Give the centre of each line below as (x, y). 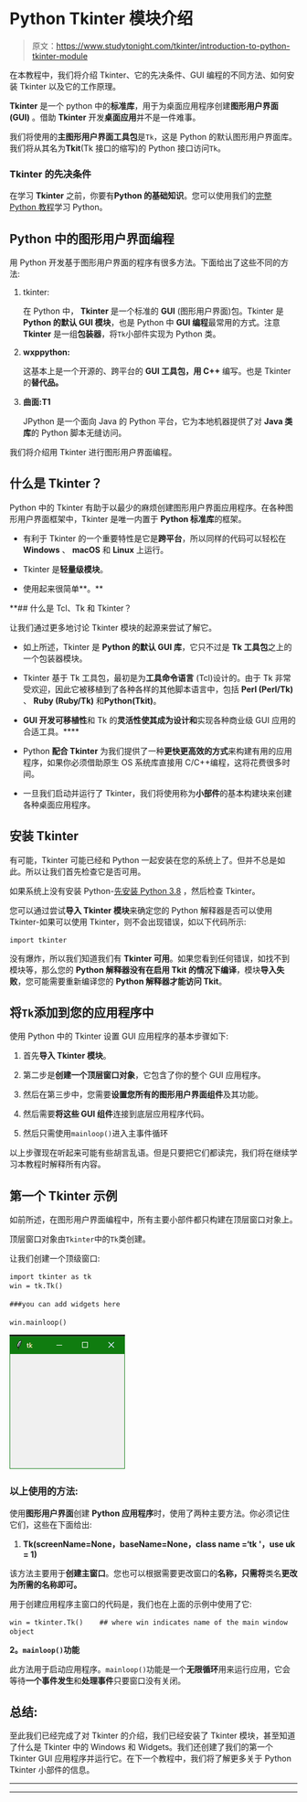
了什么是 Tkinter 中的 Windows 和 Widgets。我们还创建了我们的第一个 (142, 1747)
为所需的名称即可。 (46, 1584)
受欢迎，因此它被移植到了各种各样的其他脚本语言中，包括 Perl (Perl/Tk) (158, 689)
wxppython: (46, 352)
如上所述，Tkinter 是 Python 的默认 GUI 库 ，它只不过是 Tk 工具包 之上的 (157, 646)
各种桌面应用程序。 (59, 805)
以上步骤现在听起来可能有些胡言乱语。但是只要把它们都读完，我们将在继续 (149, 1153)
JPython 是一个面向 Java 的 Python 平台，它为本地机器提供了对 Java (153, 421)
